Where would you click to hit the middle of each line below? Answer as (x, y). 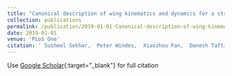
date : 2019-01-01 (32, 33)
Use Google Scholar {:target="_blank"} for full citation (83, 65)
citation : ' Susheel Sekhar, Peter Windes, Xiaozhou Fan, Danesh (108, 46)
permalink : (23, 26)
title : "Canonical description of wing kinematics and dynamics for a (111, 13)
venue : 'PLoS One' (33, 39)
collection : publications (44, 20)
